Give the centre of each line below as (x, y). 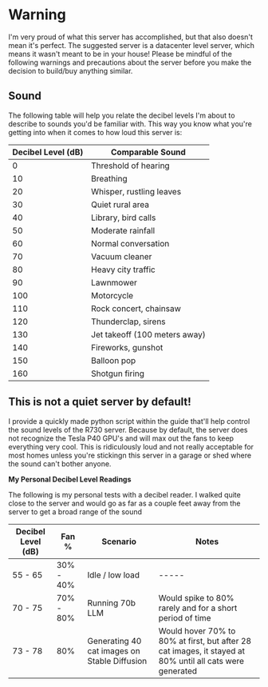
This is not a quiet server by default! (100, 402)
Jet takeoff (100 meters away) (148, 334)
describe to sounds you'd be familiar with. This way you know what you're (130, 124)
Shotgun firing (118, 373)
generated (178, 671)
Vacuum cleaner (122, 256)
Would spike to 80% (196, 597)
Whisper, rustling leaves (136, 191)
